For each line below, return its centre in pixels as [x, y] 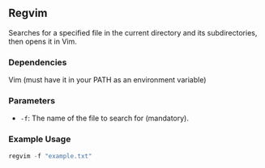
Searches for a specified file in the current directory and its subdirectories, [133, 32]
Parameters [32, 101]
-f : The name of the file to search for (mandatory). [104, 118]
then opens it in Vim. [43, 41]
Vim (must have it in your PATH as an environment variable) [107, 80]
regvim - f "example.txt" [50, 156]
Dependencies [38, 62]
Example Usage [40, 139]
